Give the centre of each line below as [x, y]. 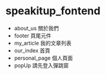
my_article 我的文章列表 [43, 43]
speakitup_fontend [53, 11]
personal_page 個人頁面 [44, 58]
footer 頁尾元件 [33, 35]
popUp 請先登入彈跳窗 [41, 65]
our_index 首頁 [32, 50]
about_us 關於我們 [36, 28]
